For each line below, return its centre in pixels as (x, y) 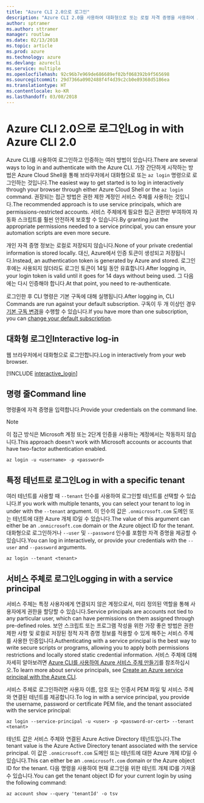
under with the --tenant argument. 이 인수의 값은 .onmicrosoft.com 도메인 (97, 511)
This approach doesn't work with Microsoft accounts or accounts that (105, 442)
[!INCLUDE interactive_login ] (42, 373)
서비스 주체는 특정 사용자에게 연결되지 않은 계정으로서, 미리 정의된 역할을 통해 (98, 603)
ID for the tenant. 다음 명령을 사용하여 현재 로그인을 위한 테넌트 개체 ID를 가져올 (101, 768)
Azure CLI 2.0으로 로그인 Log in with (95, 129)
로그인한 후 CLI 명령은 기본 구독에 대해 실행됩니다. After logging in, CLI (90, 296)
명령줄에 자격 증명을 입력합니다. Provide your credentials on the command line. (102, 410)
